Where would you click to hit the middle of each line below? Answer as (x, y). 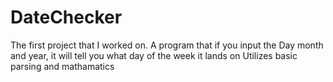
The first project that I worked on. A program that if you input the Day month (167, 45)
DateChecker (66, 17)
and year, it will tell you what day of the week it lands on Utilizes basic (154, 55)
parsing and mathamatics (62, 66)
